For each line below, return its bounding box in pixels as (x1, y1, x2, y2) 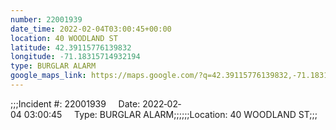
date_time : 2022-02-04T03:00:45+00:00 (10, 24, 172, 34)
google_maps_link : (10, 71, 87, 81)
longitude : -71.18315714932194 (10, 52, 141, 62)
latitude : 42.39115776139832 (10, 42, 132, 53)
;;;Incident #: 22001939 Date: (10, 97, 141, 110)
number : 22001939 (10, 14, 83, 25)
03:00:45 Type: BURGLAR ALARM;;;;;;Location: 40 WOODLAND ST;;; (23, 108, 318, 120)
